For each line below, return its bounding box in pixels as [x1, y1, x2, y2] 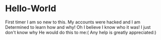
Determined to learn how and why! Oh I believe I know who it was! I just [5, 24, 151, 30]
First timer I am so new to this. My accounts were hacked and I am [5, 19, 141, 25]
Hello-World [5, 3, 56, 14]
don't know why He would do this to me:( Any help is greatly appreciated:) [5, 29, 157, 35]
